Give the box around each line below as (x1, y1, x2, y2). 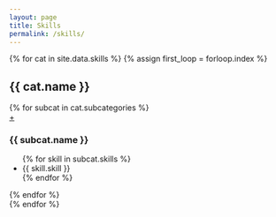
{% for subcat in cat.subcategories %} (9, 102, 149, 113)
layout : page (9, 12, 57, 22)
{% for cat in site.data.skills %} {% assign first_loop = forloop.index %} (9, 54, 268, 64)
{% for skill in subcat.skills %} (21, 153, 131, 164)
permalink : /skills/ (9, 29, 86, 38)
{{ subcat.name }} (9, 134, 89, 146)
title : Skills (9, 21, 62, 30)
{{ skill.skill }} (21, 163, 71, 174)
